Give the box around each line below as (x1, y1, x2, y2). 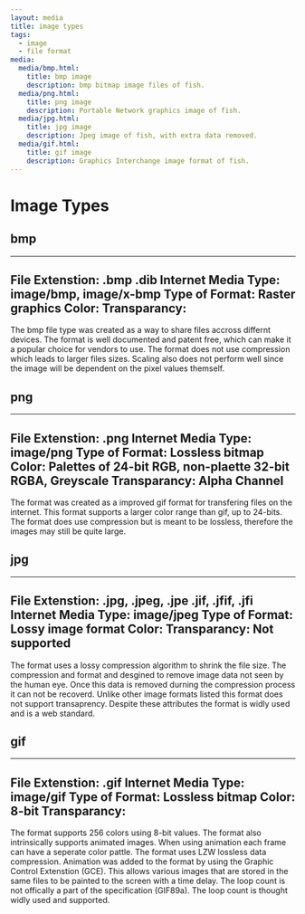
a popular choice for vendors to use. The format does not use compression (10, 344, 291, 355)
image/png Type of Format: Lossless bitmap (10, 444, 265, 460)
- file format (18, 47, 71, 56)
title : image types (10, 22, 84, 31)
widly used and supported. (10, 895, 110, 906)
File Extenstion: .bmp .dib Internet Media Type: (10, 272, 281, 288)
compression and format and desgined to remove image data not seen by (10, 669, 284, 680)
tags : (10, 30, 31, 39)
